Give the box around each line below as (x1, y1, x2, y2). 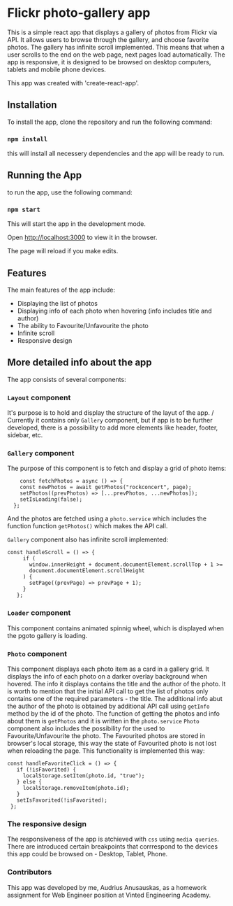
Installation (7, 99, 57, 111)
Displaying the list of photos (17, 299, 98, 307)
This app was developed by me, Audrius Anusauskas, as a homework (7, 883, 207, 891)
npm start (7, 205, 40, 213)
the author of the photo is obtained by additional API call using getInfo (7, 702, 210, 710)
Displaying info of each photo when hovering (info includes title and (17, 306, 212, 315)
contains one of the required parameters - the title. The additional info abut (7, 694, 223, 702)
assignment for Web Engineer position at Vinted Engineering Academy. (7, 891, 211, 899)
